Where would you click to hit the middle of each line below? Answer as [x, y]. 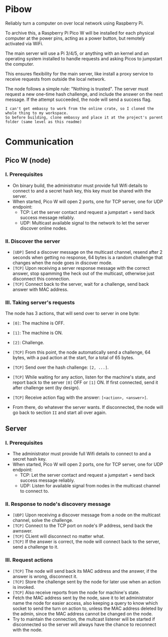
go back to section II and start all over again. [60, 412]
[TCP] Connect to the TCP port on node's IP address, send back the [82, 525]
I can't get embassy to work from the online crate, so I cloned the [80, 109]
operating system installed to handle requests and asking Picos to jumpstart [84, 58]
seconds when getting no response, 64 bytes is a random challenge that [88, 258]
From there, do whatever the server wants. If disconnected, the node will [88, 407]
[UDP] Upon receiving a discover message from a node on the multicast [87, 515]
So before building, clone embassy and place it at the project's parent [84, 117]
